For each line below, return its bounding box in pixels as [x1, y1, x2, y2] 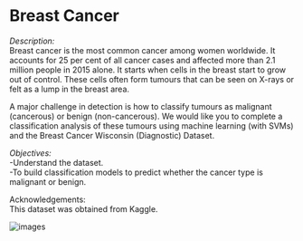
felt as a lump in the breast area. [9, 83, 129, 94]
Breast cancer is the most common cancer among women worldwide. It [9, 44, 276, 55]
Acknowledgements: [9, 194, 86, 205]
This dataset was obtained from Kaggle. [9, 203, 158, 214]
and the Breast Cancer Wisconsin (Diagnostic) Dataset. [9, 130, 215, 140]
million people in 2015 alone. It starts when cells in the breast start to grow [9, 64, 287, 75]
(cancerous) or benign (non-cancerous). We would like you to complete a [9, 111, 283, 121]
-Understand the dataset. [9, 157, 104, 168]
